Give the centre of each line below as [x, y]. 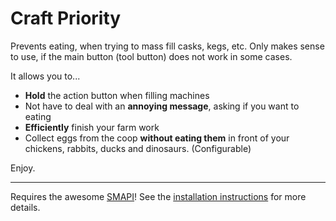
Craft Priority [66, 18]
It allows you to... [45, 76]
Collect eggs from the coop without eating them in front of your [157, 138]
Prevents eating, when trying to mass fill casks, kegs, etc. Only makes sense [167, 46]
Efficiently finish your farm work [92, 127]
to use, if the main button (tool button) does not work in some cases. [151, 56]
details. [25, 207]
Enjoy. [23, 168]
